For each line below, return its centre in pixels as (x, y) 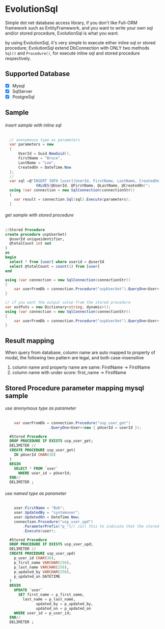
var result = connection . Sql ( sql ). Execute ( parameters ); (72, 199)
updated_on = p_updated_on (64, 608)
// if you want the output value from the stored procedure (68, 303)
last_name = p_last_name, (49, 599)
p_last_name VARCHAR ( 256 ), (41, 567)
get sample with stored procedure (39, 215)
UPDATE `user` (28, 590)
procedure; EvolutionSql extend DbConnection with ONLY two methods (77, 48)
